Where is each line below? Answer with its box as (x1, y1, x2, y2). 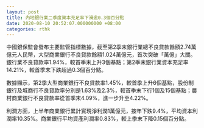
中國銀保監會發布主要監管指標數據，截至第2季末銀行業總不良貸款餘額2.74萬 (6, 43, 197, 51)
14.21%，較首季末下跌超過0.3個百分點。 (6, 66, 107, 74)
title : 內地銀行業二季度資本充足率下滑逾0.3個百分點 (6, 15, 125, 21)
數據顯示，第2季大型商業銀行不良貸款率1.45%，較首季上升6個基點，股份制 (6, 79, 194, 87)
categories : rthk (6, 26, 51, 32)
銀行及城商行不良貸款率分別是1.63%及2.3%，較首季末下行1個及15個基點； (6, 87, 192, 94)
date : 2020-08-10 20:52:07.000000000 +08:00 (6, 20, 121, 26)
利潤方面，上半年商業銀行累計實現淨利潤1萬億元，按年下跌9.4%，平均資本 (6, 107, 193, 115)
